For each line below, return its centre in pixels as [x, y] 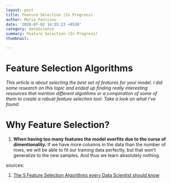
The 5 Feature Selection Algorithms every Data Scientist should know [86, 175]
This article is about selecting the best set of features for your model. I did [84, 82]
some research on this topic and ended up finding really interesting [77, 88]
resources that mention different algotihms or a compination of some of [82, 93]
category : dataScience [30, 29]
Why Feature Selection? [58, 125]
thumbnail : [17, 39]
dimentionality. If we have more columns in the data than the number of [89, 144]
